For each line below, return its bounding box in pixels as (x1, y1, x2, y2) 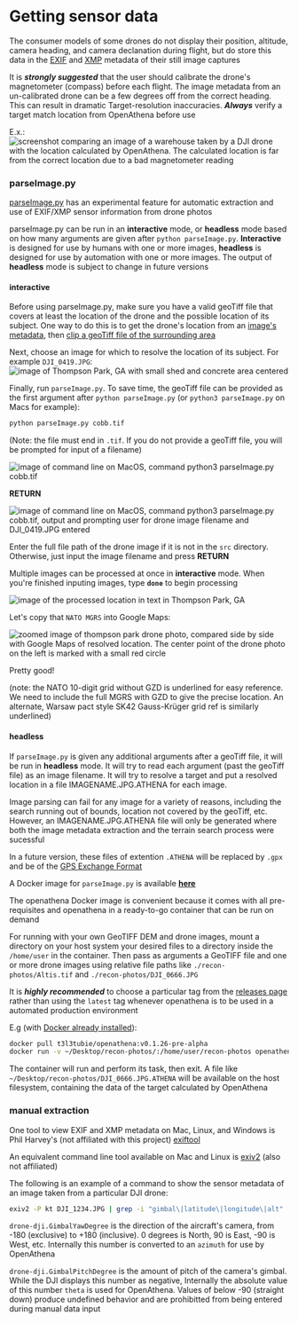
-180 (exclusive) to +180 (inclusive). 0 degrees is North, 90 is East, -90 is (9, 1230, 276, 1240)
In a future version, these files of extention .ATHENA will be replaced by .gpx (9, 851, 284, 862)
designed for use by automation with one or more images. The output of (9, 252, 273, 263)
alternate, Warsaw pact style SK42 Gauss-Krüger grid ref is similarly (9, 701, 259, 712)
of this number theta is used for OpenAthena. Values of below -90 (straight (9, 1285, 285, 1295)
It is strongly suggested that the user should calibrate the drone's (9, 71, 251, 82)
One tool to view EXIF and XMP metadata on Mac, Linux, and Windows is (9, 1124, 276, 1135)
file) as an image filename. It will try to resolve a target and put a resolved (9, 769, 278, 780)
